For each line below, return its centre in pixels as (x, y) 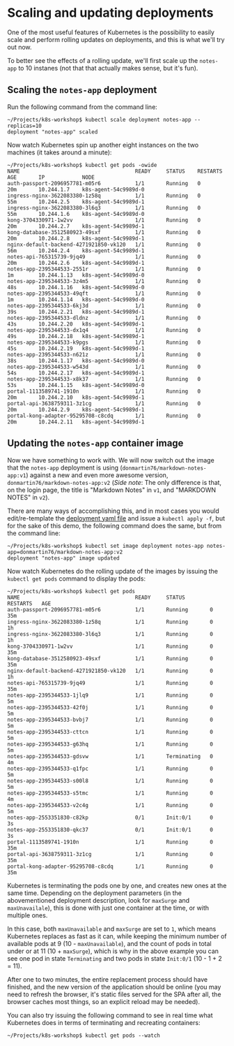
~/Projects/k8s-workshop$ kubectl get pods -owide (82, 165)
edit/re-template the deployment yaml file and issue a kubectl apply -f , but (116, 518)
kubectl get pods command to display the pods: (77, 579)
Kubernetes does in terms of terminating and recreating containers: (104, 1022)
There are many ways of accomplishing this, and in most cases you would (113, 511)
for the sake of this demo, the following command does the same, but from (115, 525)
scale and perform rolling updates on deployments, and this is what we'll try (116, 39)
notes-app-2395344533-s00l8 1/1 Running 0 (110, 780)
